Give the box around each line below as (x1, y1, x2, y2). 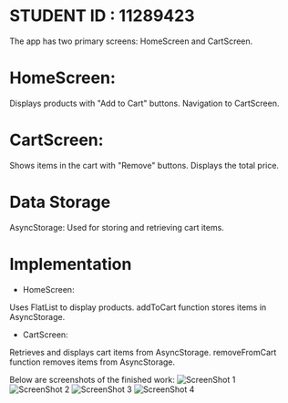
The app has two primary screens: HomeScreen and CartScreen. (9, 36, 253, 46)
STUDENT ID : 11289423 (9, 5, 195, 26)
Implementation (9, 253, 132, 274)
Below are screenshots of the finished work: (9, 374, 175, 385)
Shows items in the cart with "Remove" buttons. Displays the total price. (9, 160, 280, 170)
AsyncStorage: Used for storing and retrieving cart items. (9, 222, 225, 232)
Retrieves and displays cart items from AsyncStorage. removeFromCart (9, 346, 277, 357)
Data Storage (9, 192, 111, 212)
